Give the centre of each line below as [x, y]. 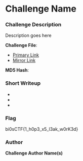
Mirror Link [24, 61]
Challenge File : [21, 45]
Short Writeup [23, 83]
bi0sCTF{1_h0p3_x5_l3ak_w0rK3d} [42, 129]
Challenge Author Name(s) [34, 153]
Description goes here [28, 35]
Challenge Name [41, 9]
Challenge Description [33, 25]
